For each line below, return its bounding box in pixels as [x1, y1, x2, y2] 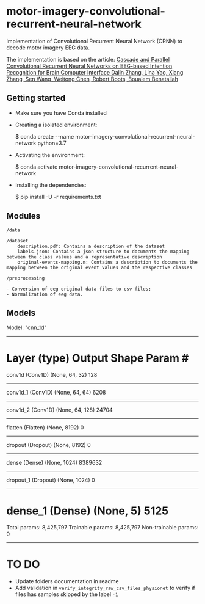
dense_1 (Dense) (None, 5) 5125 [6, 504, 169, 517]
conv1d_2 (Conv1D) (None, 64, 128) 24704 [6, 406, 113, 413]
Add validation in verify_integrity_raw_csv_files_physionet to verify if [15, 584, 195, 592]
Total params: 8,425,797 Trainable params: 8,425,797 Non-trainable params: [6, 524, 199, 531]
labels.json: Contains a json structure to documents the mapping [17, 249, 190, 255]
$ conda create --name [15, 133, 74, 140]
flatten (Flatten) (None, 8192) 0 [6, 424, 84, 431]
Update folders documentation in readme [15, 578, 119, 585]
